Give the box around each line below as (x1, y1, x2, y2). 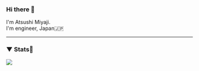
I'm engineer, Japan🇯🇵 (6, 25, 64, 32)
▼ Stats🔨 (6, 45, 34, 53)
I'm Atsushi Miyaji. (6, 19, 51, 26)
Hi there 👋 (6, 5, 36, 13)
